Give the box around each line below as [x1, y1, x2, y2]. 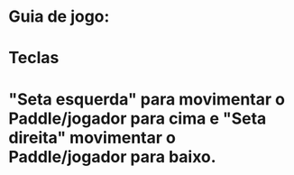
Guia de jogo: [8, 6, 110, 27]
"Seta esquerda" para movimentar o [8, 88, 286, 109]
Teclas [8, 48, 60, 69]
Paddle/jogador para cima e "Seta [8, 108, 267, 128]
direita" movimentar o [8, 127, 177, 148]
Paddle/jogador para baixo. [8, 146, 217, 167]
